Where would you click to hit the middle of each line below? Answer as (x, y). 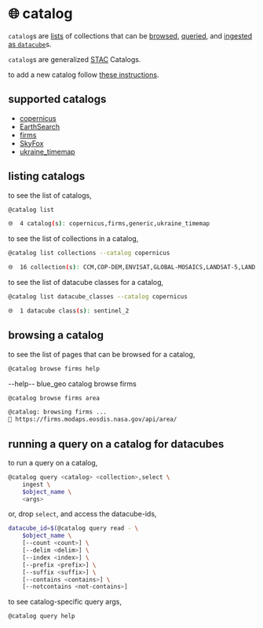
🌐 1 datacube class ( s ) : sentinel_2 (69, 311)
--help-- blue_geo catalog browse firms (73, 383)
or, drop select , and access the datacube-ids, (82, 514)
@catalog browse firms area (54, 398)
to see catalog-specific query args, (65, 602)
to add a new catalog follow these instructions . (84, 75)
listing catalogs (47, 176)
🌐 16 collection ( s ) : (44, 268)
